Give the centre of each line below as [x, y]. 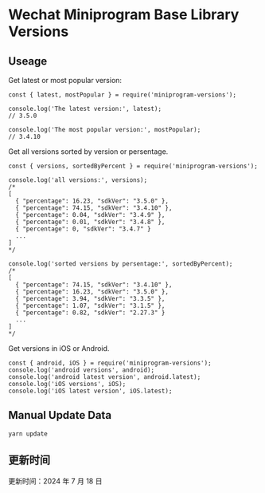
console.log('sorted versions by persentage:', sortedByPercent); [121, 264]
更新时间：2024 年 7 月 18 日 [55, 481]
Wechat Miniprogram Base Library [124, 15]
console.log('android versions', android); [82, 370]
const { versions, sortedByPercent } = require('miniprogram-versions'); [133, 166]
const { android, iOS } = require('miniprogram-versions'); [110, 363]
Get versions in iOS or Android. [59, 348]
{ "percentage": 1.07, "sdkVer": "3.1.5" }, [90, 306]
